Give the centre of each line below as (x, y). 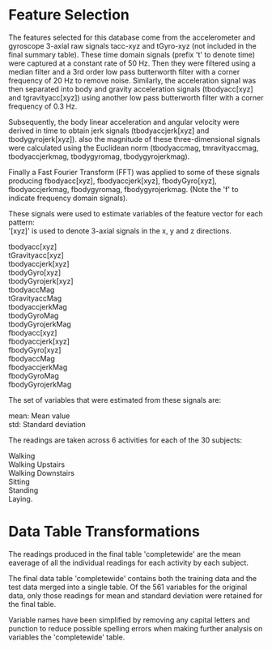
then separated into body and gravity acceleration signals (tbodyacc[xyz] (131, 89)
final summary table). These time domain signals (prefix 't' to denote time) (132, 54)
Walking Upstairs (37, 464)
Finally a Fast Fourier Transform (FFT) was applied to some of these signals (134, 172)
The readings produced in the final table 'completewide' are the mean (125, 554)
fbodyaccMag (32, 358)
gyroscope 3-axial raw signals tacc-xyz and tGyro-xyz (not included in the (132, 45)
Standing (23, 490)
